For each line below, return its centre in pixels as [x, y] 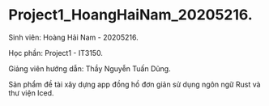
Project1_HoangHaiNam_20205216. [130, 15]
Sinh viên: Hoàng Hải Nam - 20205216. [74, 37]
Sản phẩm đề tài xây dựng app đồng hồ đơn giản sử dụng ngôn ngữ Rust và [134, 84]
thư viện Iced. [31, 93]
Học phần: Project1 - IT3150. [56, 53]
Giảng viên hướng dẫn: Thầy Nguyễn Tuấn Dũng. [90, 68]
